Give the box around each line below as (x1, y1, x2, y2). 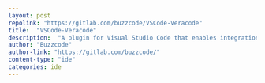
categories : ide (8, 63, 62, 71)
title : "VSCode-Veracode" (8, 26, 97, 34)
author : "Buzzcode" (8, 41, 73, 49)
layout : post (8, 11, 51, 20)
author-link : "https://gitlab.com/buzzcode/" (8, 48, 160, 56)
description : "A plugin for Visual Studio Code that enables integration (8, 33, 259, 42)
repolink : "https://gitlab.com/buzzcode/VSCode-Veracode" (8, 19, 203, 27)
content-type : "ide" (8, 56, 77, 64)
